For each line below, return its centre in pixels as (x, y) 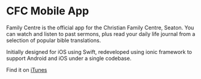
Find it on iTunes (27, 69)
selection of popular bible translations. (54, 40)
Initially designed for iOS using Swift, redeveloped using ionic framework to (99, 51)
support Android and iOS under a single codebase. (69, 58)
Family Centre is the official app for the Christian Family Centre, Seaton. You (100, 28)
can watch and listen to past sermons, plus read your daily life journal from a (101, 34)
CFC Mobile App (48, 11)
